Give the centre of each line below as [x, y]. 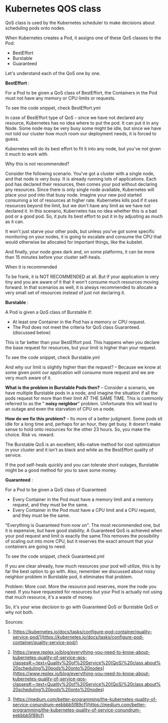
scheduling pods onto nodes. [35, 28]
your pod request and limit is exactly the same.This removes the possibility [82, 535]
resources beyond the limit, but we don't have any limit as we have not [78, 205]
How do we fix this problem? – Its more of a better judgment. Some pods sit [84, 418]
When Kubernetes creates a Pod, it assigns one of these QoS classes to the [83, 38]
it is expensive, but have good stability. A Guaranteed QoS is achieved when [84, 530]
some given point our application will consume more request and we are [80, 372]
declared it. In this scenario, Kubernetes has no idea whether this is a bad [81, 211]
